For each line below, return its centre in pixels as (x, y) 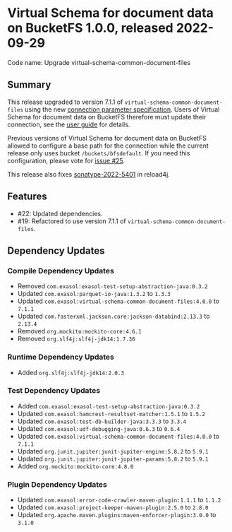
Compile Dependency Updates (61, 271)
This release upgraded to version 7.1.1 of (65, 102)
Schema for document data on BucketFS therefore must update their (107, 117)
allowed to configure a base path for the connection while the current (108, 146)
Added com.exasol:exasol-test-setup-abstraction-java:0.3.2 (109, 406)
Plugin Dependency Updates (57, 484)
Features (27, 197)
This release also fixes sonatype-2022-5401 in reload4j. (89, 174)
